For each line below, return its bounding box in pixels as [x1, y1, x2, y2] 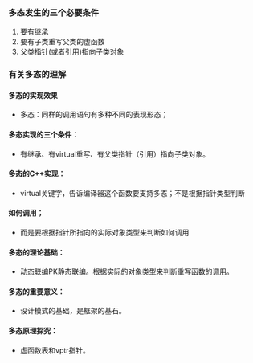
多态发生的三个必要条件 [8, 6, 99, 18]
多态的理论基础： [8, 247, 65, 257]
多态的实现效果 [8, 90, 58, 100]
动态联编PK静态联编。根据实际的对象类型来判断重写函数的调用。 [19, 267, 235, 276]
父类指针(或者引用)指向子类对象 [19, 47, 124, 57]
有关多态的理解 [8, 69, 67, 80]
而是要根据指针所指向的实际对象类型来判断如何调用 [19, 227, 190, 238]
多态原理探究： [8, 326, 58, 336]
